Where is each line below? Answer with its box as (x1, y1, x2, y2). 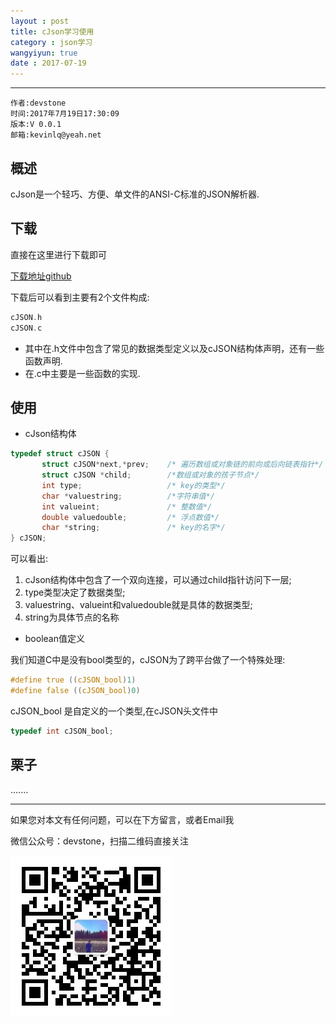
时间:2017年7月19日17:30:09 (10, 109, 120, 119)
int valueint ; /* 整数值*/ (41, 501, 213, 512)
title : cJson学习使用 (10, 26, 95, 37)
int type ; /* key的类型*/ (41, 480, 226, 490)
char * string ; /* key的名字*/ (41, 523, 226, 533)
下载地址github (10, 270, 72, 282)
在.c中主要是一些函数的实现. (24, 367, 141, 379)
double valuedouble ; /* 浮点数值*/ (41, 512, 220, 522)
